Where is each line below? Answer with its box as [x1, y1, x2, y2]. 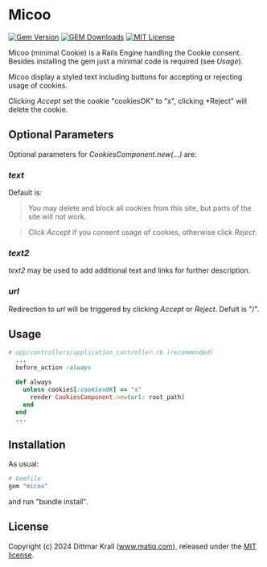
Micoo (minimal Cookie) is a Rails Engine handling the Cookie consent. [8, 47, 242, 57]
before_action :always [15, 364, 92, 372]
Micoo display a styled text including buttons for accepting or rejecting [8, 72, 243, 81]
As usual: [8, 459, 39, 469]
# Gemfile [8, 475, 42, 483]
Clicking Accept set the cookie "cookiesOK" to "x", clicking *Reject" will [8, 96, 248, 105]
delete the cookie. [8, 105, 68, 114]
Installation [8, 438, 66, 451]
